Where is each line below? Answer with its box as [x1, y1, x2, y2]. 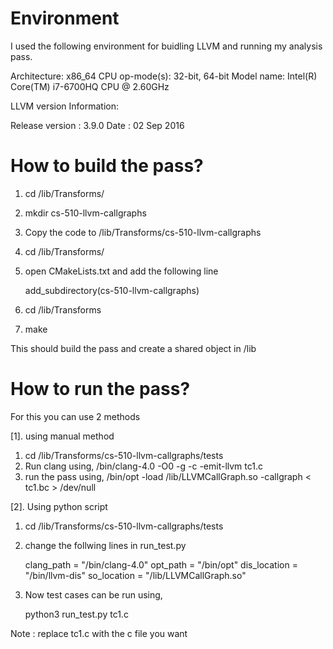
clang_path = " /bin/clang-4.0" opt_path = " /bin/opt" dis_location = [24, 558, 298, 571]
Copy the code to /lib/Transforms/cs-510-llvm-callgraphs [24, 226, 262, 238]
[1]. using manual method [10, 430, 115, 442]
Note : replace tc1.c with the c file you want [10, 627, 188, 639]
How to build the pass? [10, 155, 204, 177]
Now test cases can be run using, [24, 588, 163, 601]
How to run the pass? [10, 378, 191, 401]
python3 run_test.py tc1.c [24, 608, 129, 620]
